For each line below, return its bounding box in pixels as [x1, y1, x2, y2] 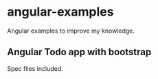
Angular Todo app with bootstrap [7, 46, 152, 58]
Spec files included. [7, 64, 63, 72]
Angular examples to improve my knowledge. [7, 27, 135, 35]
